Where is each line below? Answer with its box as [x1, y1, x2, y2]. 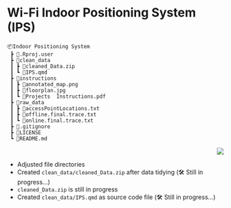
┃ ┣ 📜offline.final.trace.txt [10, 111, 97, 118]
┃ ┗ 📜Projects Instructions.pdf [10, 93, 107, 100]
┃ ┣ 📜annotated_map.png [10, 81, 78, 87]
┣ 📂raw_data [10, 98, 45, 106]
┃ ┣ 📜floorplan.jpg [10, 87, 67, 94]
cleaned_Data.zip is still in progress [16, 185, 118, 194]
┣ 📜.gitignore [10, 123, 51, 130]
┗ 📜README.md [10, 135, 48, 142]
